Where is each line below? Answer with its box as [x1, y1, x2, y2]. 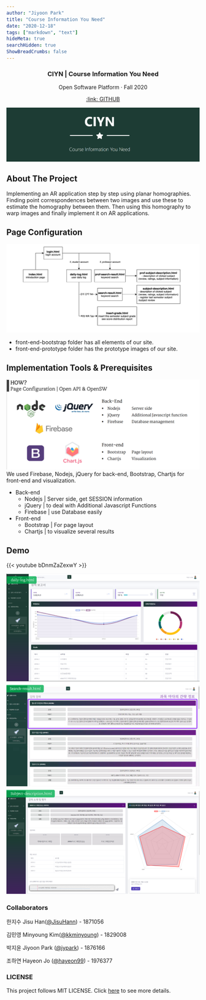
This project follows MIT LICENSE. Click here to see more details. [6, 987, 171, 994]
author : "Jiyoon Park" [6, 10, 64, 16]
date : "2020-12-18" [6, 23, 56, 29]
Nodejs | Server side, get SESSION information [24, 495, 143, 502]
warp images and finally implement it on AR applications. [6, 209, 150, 217]
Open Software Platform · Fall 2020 [58, 83, 148, 91]
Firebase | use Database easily [24, 508, 102, 515]
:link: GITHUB [86, 96, 120, 103]
